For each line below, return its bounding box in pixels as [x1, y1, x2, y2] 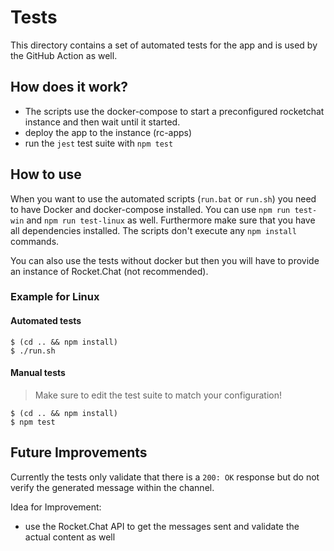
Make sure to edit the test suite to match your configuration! [34, 389, 282, 401]
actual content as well [24, 531, 116, 543]
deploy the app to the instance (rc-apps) [24, 126, 193, 138]
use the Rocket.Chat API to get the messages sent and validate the [24, 520, 300, 532]
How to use [10, 166, 82, 183]
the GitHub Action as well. [10, 49, 118, 61]
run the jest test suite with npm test [24, 137, 174, 149]
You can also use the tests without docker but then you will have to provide [10, 254, 320, 266]
